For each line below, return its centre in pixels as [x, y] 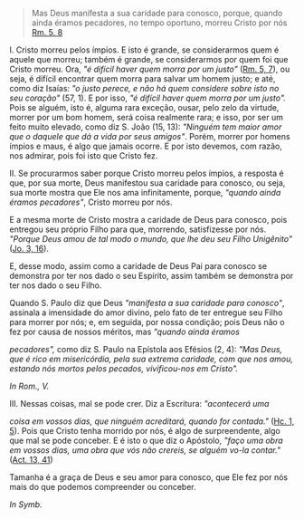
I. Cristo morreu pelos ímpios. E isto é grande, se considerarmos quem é [144, 50]
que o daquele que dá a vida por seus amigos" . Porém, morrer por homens [150, 136]
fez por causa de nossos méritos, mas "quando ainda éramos [124, 332]
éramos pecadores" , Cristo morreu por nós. [91, 202]
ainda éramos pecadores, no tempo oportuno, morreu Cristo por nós [159, 23]
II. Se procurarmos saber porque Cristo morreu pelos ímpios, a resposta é [147, 173]
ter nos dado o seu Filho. [56, 285]
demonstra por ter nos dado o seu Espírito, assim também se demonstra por [152, 276]
